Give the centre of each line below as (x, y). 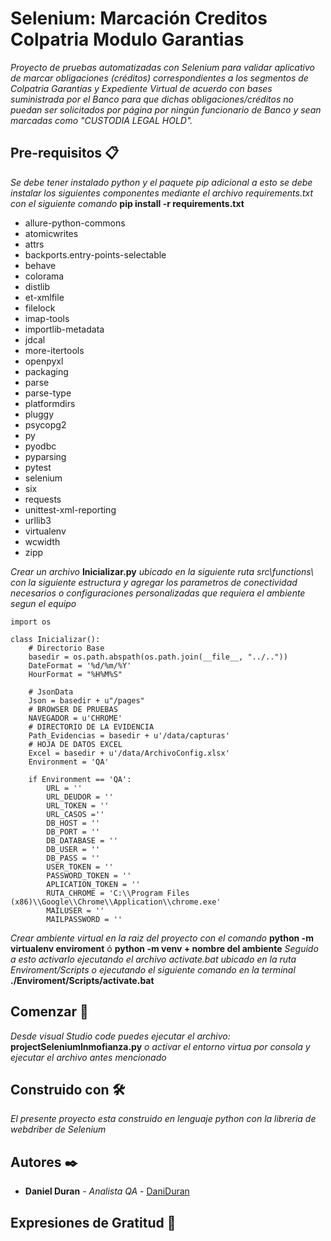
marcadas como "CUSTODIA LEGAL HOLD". (101, 120)
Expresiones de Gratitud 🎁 (93, 1222)
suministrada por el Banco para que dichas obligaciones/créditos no (152, 99)
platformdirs (50, 403)
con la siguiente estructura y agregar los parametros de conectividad (154, 582)
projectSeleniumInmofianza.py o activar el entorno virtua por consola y (160, 1046)
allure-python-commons (75, 223)
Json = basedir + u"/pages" (86, 700)
